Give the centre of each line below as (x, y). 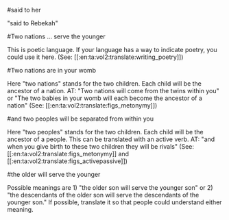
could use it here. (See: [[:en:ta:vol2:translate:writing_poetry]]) (95, 57)
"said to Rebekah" (33, 23)
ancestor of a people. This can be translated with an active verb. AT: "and (111, 139)
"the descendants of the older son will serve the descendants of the (103, 195)
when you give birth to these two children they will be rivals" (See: (100, 146)
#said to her (24, 10)
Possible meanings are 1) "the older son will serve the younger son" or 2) (110, 187)
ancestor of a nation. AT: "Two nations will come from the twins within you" (113, 91)
